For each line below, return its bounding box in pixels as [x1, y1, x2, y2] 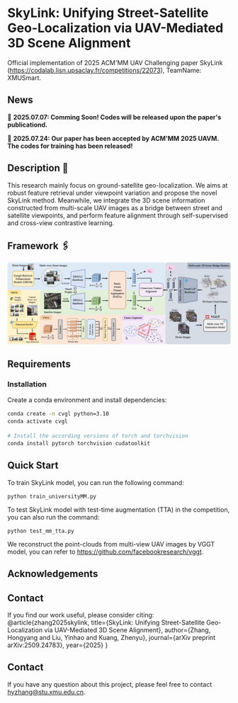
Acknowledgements [7, 568, 98, 580]
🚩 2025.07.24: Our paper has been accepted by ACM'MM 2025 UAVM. [7, 134, 220, 142]
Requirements [7, 358, 71, 370]
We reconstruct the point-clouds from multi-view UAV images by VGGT [7, 539, 215, 548]
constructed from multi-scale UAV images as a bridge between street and [7, 203, 222, 212]
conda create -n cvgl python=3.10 [7, 410, 110, 417]
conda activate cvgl [7, 418, 69, 425]
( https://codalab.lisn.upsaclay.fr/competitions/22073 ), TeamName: [7, 66, 202, 74]
